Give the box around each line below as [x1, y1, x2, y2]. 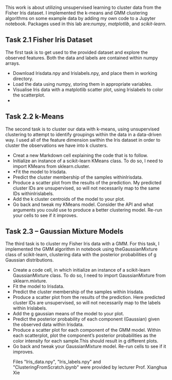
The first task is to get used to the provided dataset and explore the [5, 49, 148, 55]
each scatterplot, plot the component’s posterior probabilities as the [12, 332, 157, 338]
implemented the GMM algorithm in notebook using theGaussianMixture [5, 246, 158, 252]
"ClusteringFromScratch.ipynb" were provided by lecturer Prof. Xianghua [12, 364, 167, 370]
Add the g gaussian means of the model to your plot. [12, 311, 124, 317]
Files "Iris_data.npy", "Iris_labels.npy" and [12, 359, 101, 365]
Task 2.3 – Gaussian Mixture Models [5, 227, 124, 236]
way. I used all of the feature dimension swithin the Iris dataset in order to [5, 137, 161, 143]
